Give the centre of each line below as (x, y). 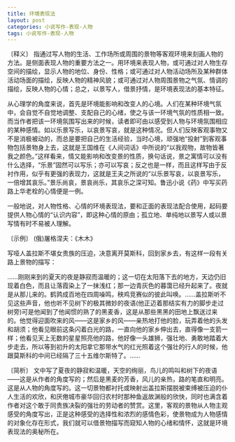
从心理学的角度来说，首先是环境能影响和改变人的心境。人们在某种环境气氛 (114, 104)
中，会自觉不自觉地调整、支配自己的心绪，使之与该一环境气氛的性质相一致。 (117, 113)
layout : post (26, 20)
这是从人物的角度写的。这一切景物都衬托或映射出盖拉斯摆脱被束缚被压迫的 (114, 388)
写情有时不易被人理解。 (41, 224)
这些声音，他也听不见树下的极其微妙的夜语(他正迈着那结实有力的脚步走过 (119, 303)
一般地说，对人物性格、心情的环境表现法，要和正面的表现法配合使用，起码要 (117, 206)
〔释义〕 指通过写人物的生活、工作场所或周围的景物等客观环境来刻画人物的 (115, 54)
